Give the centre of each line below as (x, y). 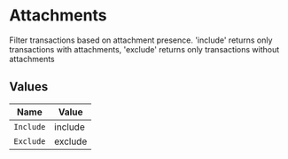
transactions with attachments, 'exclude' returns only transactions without (144, 49)
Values (29, 87)
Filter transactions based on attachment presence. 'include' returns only (141, 40)
